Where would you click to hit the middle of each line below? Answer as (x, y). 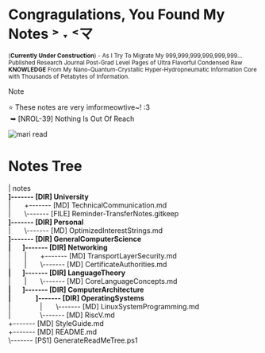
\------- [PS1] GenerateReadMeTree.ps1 (73, 340)
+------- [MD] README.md (53, 332)
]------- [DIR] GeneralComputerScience (75, 239)
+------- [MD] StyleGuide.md (56, 323)
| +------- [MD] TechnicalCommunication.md (88, 205)
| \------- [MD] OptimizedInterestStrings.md (86, 230)
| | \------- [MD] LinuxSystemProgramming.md (104, 306)
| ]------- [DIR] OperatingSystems (76, 298)
